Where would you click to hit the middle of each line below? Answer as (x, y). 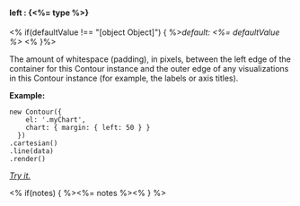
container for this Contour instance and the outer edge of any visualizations (149, 69)
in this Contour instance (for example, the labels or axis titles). (124, 78)
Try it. (20, 176)
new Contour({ (36, 112)
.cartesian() (34, 143)
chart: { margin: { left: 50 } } (88, 128)
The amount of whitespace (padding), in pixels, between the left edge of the (150, 59)
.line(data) (31, 151)
